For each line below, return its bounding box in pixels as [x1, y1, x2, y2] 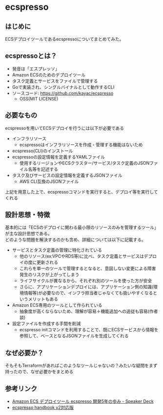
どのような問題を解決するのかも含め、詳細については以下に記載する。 [5, 237, 146, 243]
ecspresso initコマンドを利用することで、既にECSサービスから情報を [19, 327, 159, 333]
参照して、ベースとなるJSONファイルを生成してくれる [19, 333, 129, 339]
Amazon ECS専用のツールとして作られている [12, 302, 102, 308]
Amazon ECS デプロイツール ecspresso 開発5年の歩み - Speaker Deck [12, 398, 154, 404]
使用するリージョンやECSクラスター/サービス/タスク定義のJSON [19, 160, 150, 166]
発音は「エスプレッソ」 [12, 66, 60, 72]
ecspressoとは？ [5, 52, 57, 60]
